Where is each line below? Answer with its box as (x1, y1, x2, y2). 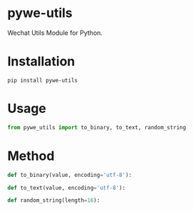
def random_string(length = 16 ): (7, 197, 100, 204)
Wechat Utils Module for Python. (7, 28, 103, 37)
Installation (7, 53, 75, 70)
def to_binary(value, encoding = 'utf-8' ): (7, 171, 132, 178)
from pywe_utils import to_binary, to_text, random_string (7, 124, 187, 131)
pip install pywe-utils (7, 77, 78, 84)
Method (7, 148, 55, 164)
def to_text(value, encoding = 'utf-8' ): (7, 184, 126, 191)
